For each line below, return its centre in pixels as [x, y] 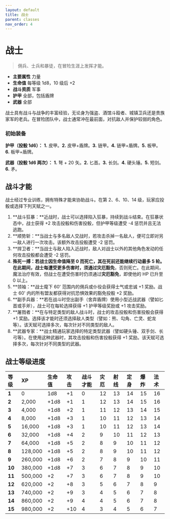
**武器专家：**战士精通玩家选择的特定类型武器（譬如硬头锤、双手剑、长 [88, 331]
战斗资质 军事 [27, 89]
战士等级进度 [25, 361]
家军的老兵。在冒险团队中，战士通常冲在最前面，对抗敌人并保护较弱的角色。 [85, 119]
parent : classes [22, 19]
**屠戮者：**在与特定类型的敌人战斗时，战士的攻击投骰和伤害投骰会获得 [88, 312]
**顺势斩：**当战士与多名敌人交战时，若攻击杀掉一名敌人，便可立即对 [86, 236]
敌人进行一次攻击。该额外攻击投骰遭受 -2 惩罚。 [67, 242]
